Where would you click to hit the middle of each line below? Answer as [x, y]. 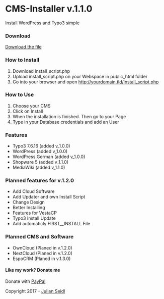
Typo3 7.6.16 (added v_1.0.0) [41, 146]
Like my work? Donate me [33, 270]
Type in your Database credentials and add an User [66, 122]
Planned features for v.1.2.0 [40, 181]
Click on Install [28, 111]
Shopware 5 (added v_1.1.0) [40, 162]
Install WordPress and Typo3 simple [42, 23]
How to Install [22, 60]
